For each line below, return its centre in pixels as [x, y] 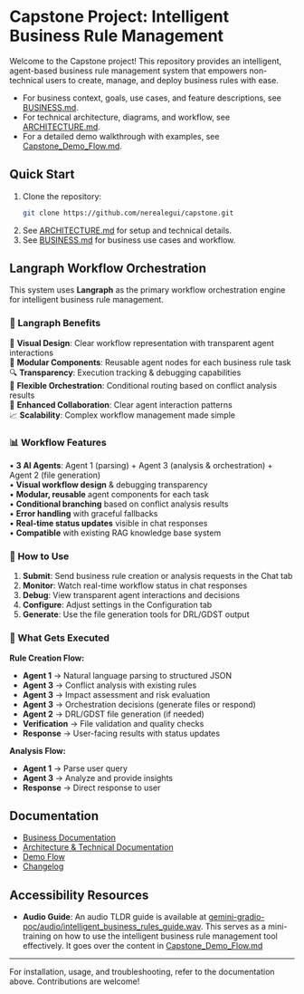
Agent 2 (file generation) [55, 475]
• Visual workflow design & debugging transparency [109, 485]
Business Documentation [69, 838]
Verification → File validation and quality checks [113, 723]
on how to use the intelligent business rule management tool [165, 936]
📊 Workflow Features [58, 442]
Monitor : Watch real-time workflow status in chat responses [135, 585]
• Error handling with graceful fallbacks [84, 514]
